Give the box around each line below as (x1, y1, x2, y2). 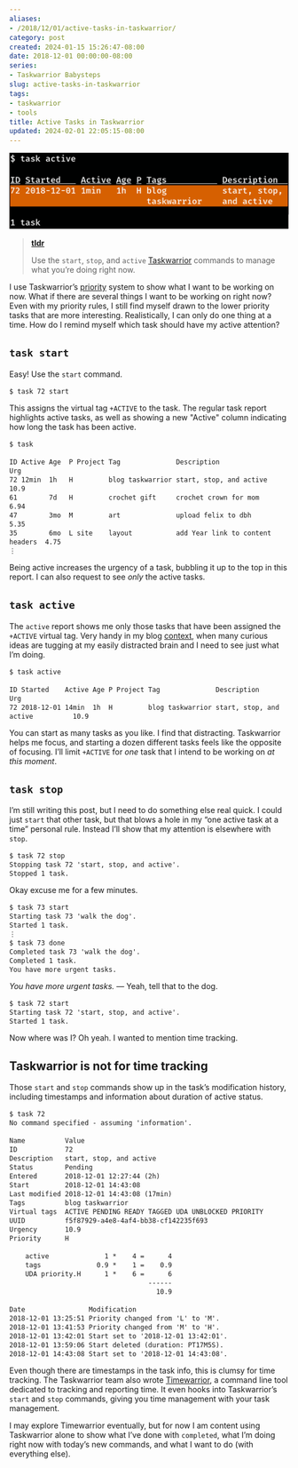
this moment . (9, 755, 58, 766)
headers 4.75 (9, 538, 62, 547)
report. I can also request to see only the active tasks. (9, 571, 206, 582)
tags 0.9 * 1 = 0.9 (25, 1261, 173, 1270)
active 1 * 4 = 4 (25, 1252, 173, 1261)
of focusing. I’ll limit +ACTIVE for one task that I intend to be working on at (9, 746, 275, 757)
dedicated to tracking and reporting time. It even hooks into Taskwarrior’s (9, 1384, 278, 1395)
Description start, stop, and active (9, 1154, 157, 1163)
